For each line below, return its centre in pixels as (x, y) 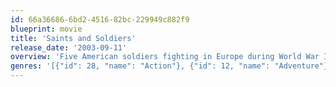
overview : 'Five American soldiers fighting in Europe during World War (165, 57)
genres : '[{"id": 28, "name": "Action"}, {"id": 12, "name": (140, 66)
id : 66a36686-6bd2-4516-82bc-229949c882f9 (100, 19)
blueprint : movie (46, 29)
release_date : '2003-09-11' (69, 47)
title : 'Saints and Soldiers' (73, 38)
